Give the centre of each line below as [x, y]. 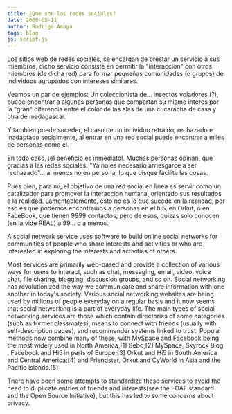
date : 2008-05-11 [32, 20]
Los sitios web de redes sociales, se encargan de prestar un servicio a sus [114, 59]
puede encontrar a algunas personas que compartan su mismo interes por [113, 102]
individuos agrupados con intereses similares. [73, 81]
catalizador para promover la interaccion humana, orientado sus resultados [114, 194]
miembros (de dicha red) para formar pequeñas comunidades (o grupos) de [115, 74]
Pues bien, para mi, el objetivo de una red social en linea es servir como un [114, 186]
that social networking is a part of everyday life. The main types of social [111, 309]
